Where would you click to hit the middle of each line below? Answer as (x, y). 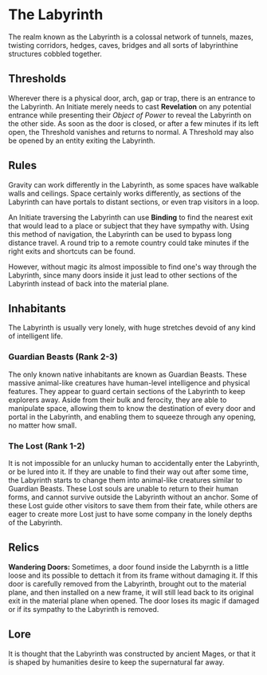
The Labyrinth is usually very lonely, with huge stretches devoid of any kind (132, 328)
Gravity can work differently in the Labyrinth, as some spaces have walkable (133, 184)
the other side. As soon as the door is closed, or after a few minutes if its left (133, 123)
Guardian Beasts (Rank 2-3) (63, 357)
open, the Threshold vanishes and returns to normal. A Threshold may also (131, 132)
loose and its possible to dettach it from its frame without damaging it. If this (133, 575)
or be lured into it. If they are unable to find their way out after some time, (128, 472)
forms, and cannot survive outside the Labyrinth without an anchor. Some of (133, 497)
